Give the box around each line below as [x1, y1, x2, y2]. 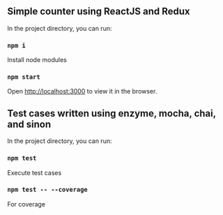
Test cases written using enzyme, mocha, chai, [7, 107, 216, 119]
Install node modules [7, 56, 68, 64]
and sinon [7, 118, 51, 130]
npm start [7, 73, 40, 81]
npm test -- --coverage [7, 186, 89, 194]
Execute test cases [7, 168, 62, 177]
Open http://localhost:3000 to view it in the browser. [7, 87, 157, 96]
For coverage [7, 200, 46, 208]
